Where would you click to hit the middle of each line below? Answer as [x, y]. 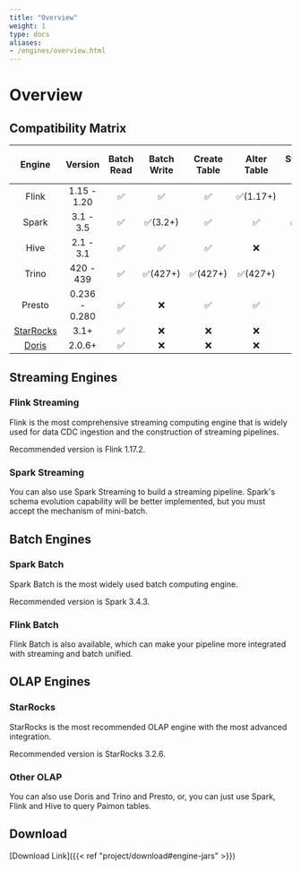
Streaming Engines [64, 377]
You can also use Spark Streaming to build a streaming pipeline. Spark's [142, 492]
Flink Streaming [44, 402]
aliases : [26, 43]
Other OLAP [36, 777]
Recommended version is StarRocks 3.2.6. [87, 754]
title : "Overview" [43, 17]
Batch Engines [51, 539]
